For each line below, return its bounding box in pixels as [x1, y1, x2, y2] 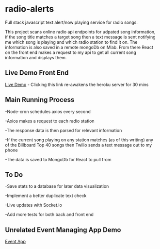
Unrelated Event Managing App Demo [5, 226, 121, 234]
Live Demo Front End [5, 69, 69, 77]
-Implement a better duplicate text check [5, 193, 87, 199]
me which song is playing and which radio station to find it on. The [5, 39, 138, 45]
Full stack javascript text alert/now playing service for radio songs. [5, 19, 138, 25]
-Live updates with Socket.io [5, 202, 62, 208]
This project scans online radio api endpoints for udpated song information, [5, 29, 156, 34]
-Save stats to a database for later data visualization [5, 183, 109, 189]
